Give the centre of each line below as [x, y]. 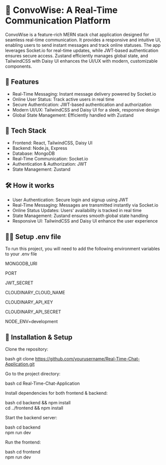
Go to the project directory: [33, 374]
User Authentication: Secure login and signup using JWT [70, 200]
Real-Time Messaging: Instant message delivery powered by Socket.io [84, 94]
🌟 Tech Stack [26, 131]
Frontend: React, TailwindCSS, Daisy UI [52, 143]
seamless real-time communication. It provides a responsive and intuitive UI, [83, 40]
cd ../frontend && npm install [34, 408]
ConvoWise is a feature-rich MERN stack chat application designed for [77, 34]
